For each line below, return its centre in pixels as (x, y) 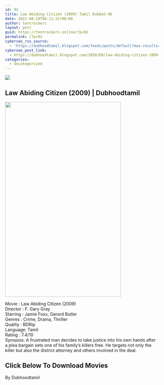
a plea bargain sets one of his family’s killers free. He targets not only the (78, 345)
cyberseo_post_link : (26, 50)
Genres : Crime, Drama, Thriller (36, 319)
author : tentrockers (26, 23)
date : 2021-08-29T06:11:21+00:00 (39, 19)
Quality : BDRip (20, 324)
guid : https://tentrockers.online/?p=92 (47, 32)
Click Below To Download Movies (57, 366)
